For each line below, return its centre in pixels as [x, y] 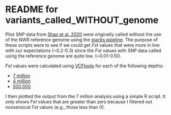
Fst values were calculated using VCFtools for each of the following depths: [84, 66]
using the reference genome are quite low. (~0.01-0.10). [63, 56]
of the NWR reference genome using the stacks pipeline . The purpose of [81, 40]
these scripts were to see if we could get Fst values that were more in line [82, 45]
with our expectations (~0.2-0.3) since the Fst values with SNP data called [83, 50]
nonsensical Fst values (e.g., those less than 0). [55, 107]
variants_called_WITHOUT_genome [82, 20]
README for [32, 9]
